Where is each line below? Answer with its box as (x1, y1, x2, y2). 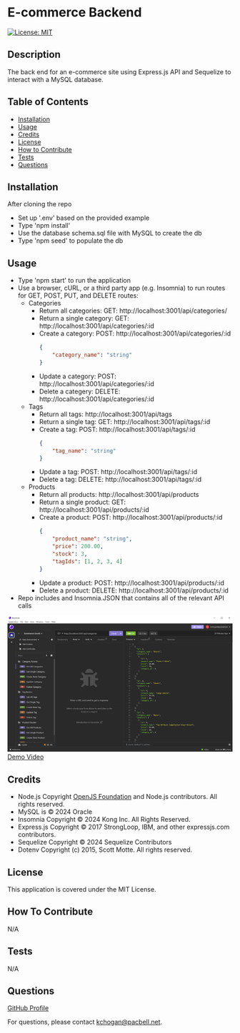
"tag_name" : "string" (52, 447, 116, 454)
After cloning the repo (7, 200, 72, 208)
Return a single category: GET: (39, 314, 130, 323)
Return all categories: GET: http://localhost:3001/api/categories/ (39, 306, 227, 315)
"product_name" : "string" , (52, 535, 133, 543)
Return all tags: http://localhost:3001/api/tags (39, 410, 173, 418)
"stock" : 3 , (52, 550, 88, 558)
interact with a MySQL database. (7, 75, 104, 84)
